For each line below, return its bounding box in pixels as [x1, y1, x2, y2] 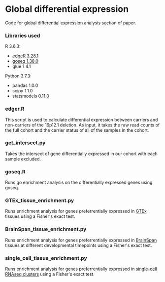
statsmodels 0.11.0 [12, 93, 49, 99]
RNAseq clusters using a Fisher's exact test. [5, 271, 95, 277]
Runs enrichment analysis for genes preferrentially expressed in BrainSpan [5, 237, 157, 243]
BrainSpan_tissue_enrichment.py [5, 226, 87, 233]
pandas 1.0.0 [12, 82, 38, 88]
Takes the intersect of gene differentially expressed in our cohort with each [5, 151, 158, 157]
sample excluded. [5, 156, 41, 161]
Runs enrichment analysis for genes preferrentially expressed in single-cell [5, 266, 157, 272]
